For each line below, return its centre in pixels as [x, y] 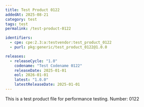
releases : [16, 56]
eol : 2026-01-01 [32, 75]
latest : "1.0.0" [32, 80]
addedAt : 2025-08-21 [27, 15]
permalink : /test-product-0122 [38, 29]
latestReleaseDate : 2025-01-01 [47, 85]
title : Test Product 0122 [32, 10]
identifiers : [19, 38]
